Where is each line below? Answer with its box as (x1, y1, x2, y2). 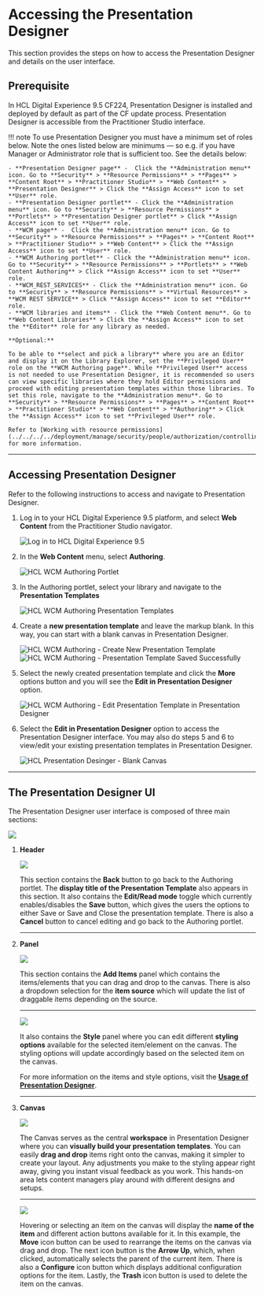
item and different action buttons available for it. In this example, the (19, 1229, 241, 1238)
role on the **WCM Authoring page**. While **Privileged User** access (8, 363, 247, 371)
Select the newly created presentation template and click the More (19, 668, 236, 677)
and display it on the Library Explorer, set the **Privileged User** (8, 356, 244, 365)
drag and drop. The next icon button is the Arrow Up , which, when (19, 1245, 236, 1256)
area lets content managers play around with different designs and (19, 1175, 236, 1185)
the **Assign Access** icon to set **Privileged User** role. (8, 411, 216, 420)
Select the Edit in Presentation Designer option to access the (19, 724, 220, 733)
